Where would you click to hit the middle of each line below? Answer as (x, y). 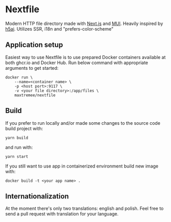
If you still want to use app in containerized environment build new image (82, 166)
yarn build (17, 138)
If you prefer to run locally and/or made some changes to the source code (83, 123)
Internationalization (37, 196)
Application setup (34, 45)
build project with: (24, 128)
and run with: (19, 147)
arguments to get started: (32, 68)
